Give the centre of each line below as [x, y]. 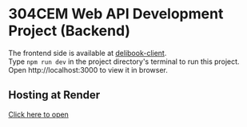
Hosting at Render [54, 95]
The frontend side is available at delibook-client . [88, 53]
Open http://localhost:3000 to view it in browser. [88, 69]
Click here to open [39, 114]
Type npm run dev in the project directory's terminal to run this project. [124, 62]
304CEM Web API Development [116, 14]
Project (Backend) [69, 31]
